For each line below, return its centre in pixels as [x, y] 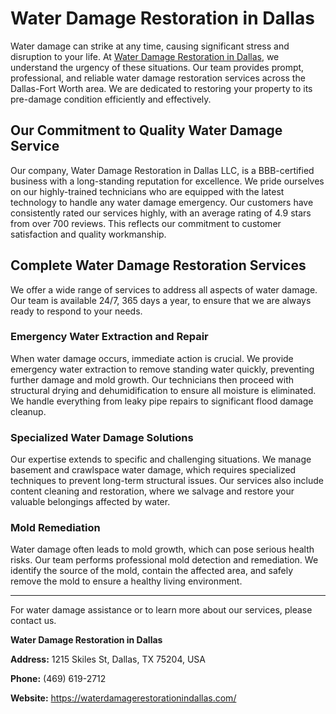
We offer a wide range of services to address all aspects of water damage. [164, 289]
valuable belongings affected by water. [90, 502]
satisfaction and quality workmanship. [88, 234]
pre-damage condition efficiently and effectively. [111, 99]
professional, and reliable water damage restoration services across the [158, 78]
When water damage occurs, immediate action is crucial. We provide [152, 358]
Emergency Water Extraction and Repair [109, 337]
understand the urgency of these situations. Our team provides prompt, [157, 67]
